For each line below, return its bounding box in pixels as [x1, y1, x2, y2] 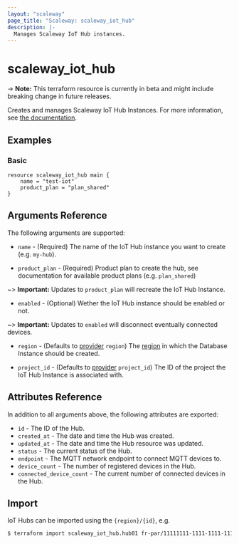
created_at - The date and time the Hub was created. [17, 431, 174, 440]
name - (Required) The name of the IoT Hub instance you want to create [17, 242, 226, 251]
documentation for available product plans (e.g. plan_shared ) [17, 271, 196, 280]
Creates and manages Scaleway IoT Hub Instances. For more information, [7, 106, 223, 115]
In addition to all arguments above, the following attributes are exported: [7, 410, 219, 419]
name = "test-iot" [20, 177, 75, 185]
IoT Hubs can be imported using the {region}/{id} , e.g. [7, 516, 171, 525]
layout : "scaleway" [7, 10, 65, 18]
